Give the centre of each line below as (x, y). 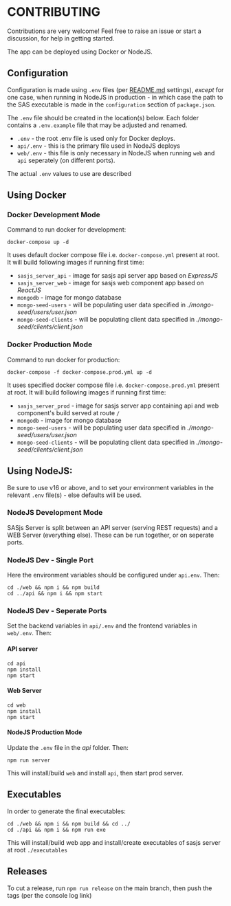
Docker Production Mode (50, 344)
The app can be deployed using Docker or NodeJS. (80, 52)
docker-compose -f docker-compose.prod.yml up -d (80, 372)
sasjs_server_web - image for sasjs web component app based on (110, 283)
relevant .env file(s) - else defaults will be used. (75, 495)
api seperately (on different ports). (66, 160)
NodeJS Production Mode (45, 732)
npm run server (29, 760)
